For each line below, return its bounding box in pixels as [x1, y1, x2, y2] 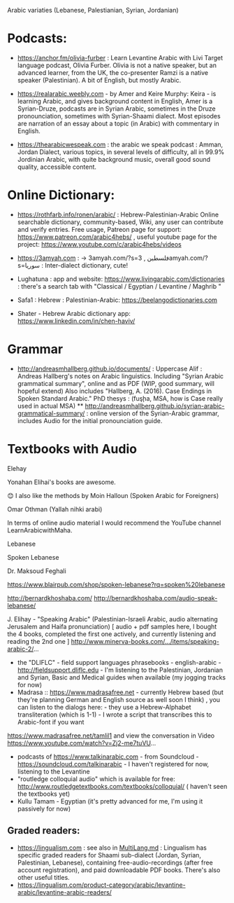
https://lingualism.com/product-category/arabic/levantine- [17, 881, 187, 889]
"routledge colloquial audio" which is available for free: [17, 774, 176, 783]
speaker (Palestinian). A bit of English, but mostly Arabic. [17, 76, 182, 84]
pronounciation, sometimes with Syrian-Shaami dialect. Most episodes [17, 111, 221, 120]
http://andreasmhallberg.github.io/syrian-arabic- [85, 401, 225, 410]
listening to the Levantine [17, 767, 90, 776]
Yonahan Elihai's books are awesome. [7, 478, 117, 486]
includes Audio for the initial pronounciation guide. [17, 416, 163, 425]
